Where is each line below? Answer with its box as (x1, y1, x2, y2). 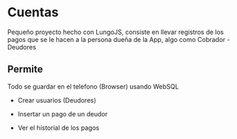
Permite (7, 63, 43, 75)
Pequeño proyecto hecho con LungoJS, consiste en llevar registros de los (7, 28, 224, 36)
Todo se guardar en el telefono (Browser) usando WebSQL (7, 82, 179, 91)
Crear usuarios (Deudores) (17, 96, 97, 104)
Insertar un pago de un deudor (17, 109, 108, 118)
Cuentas (7, 4, 59, 21)
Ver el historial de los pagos (17, 123, 100, 132)
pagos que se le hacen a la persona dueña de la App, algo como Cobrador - (7, 35, 230, 43)
